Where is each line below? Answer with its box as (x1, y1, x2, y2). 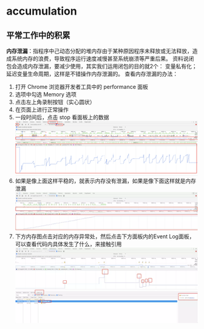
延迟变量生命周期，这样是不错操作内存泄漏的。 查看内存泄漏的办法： (6, 70, 178, 77)
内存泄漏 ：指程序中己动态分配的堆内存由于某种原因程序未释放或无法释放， (6, 48, 192, 54)
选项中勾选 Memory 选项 (15, 91, 77, 98)
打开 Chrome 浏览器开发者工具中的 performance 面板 (15, 83, 149, 90)
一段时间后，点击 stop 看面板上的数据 (15, 114, 109, 121)
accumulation (6, 4, 77, 18)
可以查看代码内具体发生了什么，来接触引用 (15, 240, 122, 247)
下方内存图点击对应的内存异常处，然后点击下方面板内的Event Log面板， (15, 233, 195, 240)
